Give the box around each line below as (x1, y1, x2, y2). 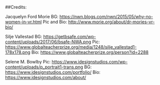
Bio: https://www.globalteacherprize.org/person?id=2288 (31, 49, 149, 55)
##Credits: (5, 4, 27, 10)
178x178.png (5, 49, 31, 55)
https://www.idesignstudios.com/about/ (5, 75, 87, 80)
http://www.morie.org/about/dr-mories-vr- (68, 19, 155, 25)
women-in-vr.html (5, 19, 42, 25)
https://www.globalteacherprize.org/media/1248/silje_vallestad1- (5, 44, 137, 50)
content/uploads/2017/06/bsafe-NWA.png (5, 39, 92, 45)
